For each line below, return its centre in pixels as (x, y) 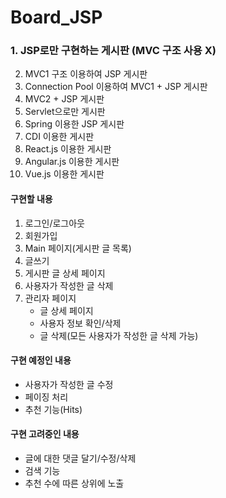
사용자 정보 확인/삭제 (80, 323)
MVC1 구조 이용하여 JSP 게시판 (86, 74)
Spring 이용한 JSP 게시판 (74, 124)
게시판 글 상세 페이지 (65, 273)
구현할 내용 (31, 199)
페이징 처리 (46, 397)
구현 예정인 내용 (41, 360)
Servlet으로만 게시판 (65, 112)
